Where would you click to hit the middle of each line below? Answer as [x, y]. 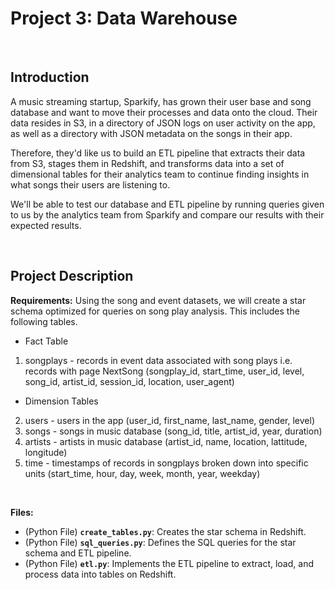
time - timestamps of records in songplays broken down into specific [166, 463]
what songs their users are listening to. [90, 184]
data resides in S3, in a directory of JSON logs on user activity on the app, [163, 123]
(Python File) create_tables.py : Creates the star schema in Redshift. [165, 531]
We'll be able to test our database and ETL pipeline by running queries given [167, 204]
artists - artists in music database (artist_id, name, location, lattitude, [166, 441]
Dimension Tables [61, 401]
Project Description [72, 276]
